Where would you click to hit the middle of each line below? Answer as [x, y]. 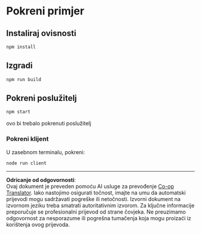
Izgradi [19, 66]
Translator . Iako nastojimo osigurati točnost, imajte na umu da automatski [96, 193]
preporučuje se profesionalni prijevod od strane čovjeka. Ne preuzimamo [96, 212]
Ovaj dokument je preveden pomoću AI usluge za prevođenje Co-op [90, 187]
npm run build [24, 79]
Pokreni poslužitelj [42, 98]
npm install [21, 47]
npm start [19, 112]
